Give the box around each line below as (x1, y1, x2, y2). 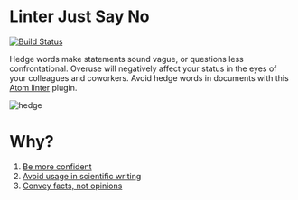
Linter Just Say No (9, 6, 151, 27)
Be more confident (22, 160, 92, 172)
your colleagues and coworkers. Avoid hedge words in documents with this (9, 72, 289, 83)
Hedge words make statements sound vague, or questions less (9, 53, 244, 64)
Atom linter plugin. (9, 82, 78, 93)
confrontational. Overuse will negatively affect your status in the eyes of (9, 63, 277, 74)
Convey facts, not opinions (22, 180, 123, 191)
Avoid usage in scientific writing (22, 170, 142, 181)
